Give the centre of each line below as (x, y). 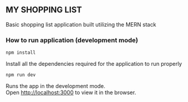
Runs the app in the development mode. (55, 86)
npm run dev (21, 75)
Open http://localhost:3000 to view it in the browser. (71, 92)
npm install (21, 53)
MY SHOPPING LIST (44, 10)
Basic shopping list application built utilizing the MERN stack (81, 24)
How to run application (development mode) (72, 40)
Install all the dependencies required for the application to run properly (94, 64)
